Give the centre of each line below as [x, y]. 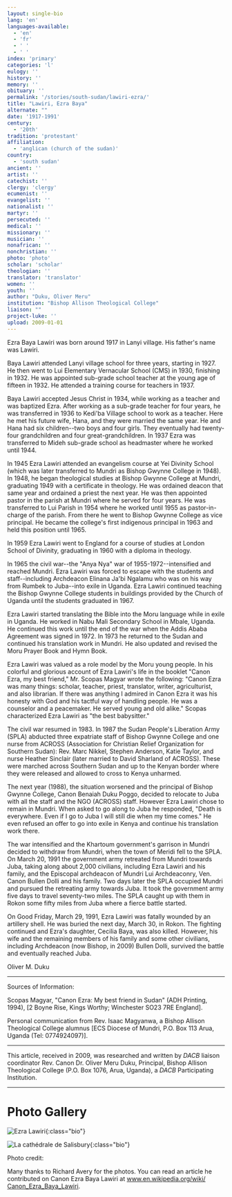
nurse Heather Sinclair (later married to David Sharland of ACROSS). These [114, 758]
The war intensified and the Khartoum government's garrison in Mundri [108, 844]
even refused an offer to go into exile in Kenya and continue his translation [113, 823]
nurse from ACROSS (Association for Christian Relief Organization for [106, 744]
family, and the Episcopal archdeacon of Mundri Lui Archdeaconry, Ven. [109, 874]
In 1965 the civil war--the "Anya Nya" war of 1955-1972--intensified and [109, 564]
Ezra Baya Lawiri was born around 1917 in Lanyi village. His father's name [112, 342]
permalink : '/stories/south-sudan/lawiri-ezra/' [78, 98]
